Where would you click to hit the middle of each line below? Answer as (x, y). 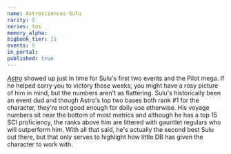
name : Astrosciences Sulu (44, 13)
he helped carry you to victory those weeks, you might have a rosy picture (113, 85)
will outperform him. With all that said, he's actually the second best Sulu (111, 129)
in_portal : (23, 52)
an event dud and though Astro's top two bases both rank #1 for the (103, 100)
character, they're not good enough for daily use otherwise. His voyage (108, 107)
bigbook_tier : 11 (32, 39)
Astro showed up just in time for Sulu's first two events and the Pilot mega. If (116, 78)
